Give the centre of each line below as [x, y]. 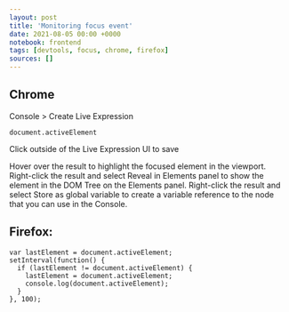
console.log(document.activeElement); [97, 284]
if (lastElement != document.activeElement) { [105, 268]
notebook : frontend [45, 42]
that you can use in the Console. [68, 204]
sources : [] [31, 59]
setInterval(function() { [57, 260]
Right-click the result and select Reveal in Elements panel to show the [136, 175]
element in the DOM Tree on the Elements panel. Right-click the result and [145, 185]
